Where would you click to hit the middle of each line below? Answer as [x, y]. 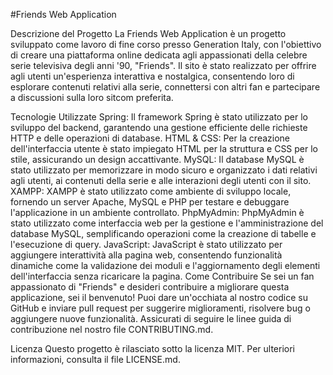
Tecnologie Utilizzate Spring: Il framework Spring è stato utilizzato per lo [159, 117]
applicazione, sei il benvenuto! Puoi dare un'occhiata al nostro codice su [159, 297]
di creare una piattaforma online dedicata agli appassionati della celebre [159, 55]
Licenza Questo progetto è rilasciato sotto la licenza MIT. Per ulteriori [152, 348]
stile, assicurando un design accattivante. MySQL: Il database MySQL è [157, 159]
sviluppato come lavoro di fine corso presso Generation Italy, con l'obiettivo [166, 44]
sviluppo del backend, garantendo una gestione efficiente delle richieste [159, 127]
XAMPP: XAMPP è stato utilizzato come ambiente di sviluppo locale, [151, 191]
